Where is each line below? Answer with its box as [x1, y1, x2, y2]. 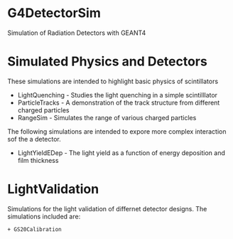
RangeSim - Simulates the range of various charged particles [17, 113, 197, 122]
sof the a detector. [7, 134, 62, 143]
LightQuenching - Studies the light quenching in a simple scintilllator [17, 90, 218, 99]
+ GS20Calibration [7, 225, 62, 233]
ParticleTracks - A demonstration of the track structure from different [17, 98, 220, 107]
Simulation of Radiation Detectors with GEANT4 [7, 28, 146, 37]
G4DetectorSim [7, 5, 102, 21]
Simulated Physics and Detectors [7, 53, 207, 70]
